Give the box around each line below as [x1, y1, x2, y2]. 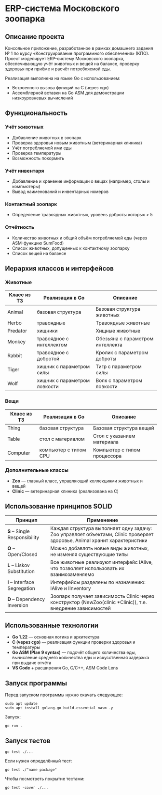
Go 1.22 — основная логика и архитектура [12, 634, 100, 640]
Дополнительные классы [5, 467, 69, 474]
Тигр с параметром [95, 363, 142, 370]
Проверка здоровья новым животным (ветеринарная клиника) [12, 140, 142, 145]
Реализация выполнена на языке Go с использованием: [5, 76, 121, 81]
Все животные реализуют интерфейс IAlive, [50, 558, 153, 565]
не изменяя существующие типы [50, 551, 128, 557]
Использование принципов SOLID [5, 502, 112, 510]
